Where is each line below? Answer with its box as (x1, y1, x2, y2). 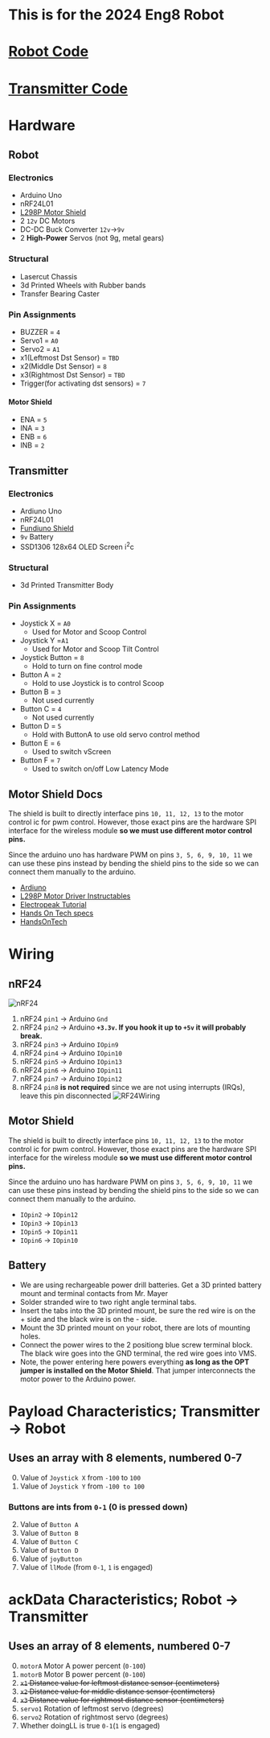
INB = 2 (19, 440, 45, 450)
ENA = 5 (19, 415, 47, 424)
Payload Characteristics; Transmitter (8, 1402, 260, 1420)
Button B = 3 (19, 687, 62, 697)
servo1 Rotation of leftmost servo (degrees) (19, 1703, 164, 1713)
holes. (19, 1331, 41, 1341)
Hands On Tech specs (19, 908, 94, 918)
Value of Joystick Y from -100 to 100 (19, 1481, 145, 1491)
